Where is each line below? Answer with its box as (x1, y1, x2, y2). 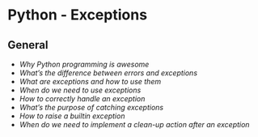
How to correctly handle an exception (19, 94, 146, 103)
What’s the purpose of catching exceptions (19, 103, 163, 112)
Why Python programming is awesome (19, 59, 150, 69)
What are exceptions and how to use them (19, 77, 162, 86)
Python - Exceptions (7, 6, 147, 24)
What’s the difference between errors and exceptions (19, 68, 198, 78)
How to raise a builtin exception (19, 111, 125, 121)
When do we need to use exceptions (19, 85, 142, 95)
